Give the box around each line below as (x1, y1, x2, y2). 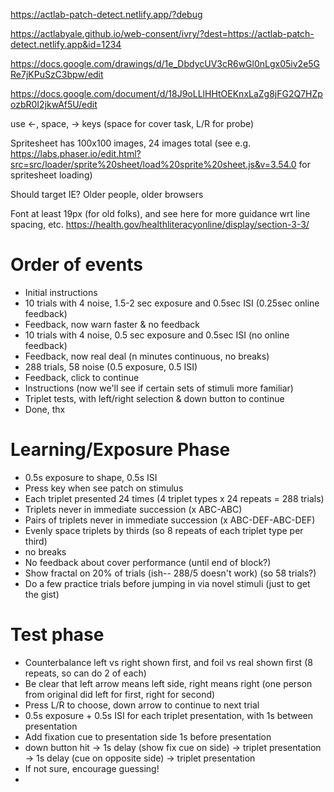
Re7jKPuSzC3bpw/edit (10, 69, 104, 80)
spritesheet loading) (10, 169, 93, 181)
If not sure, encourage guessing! (24, 762, 160, 774)
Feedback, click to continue (24, 371, 140, 383)
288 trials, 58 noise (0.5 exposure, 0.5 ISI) (24, 360, 198, 373)
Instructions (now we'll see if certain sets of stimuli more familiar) (24, 382, 294, 394)
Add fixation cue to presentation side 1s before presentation (24, 730, 272, 743)
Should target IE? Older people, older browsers (10, 189, 204, 200)
